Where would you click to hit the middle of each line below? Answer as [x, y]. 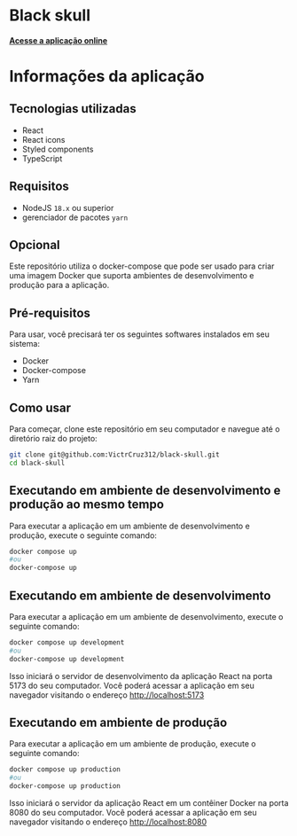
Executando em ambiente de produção [118, 723]
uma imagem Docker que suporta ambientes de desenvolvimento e [132, 276]
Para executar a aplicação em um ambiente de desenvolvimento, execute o [146, 617]
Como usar [40, 407]
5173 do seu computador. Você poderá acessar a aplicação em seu [132, 685]
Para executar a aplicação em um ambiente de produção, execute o [133, 744]
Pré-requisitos [50, 313]
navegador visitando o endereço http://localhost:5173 [107, 695]
